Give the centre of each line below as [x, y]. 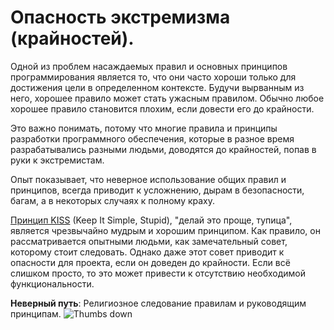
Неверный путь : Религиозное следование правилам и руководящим [158, 303]
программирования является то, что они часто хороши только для [153, 77]
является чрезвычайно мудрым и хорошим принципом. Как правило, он [165, 230]
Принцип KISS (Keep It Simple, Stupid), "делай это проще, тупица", [151, 220]
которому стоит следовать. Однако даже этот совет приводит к [147, 252]
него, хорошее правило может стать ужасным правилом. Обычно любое [167, 98]
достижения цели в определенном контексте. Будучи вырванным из [157, 87]
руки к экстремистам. [57, 160]
